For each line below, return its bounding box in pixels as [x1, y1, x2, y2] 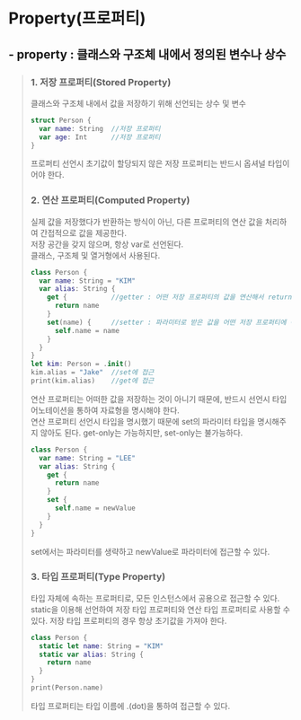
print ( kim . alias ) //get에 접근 [30, 376, 155, 386]
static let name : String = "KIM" [39, 641, 164, 651]
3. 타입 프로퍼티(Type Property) [30, 571, 166, 584]
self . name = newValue [54, 504, 136, 513]
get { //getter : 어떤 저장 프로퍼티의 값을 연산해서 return [47, 293, 293, 302]
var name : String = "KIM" [39, 276, 137, 285]
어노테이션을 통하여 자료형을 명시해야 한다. [30, 405, 181, 416]
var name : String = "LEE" [39, 453, 137, 462]
